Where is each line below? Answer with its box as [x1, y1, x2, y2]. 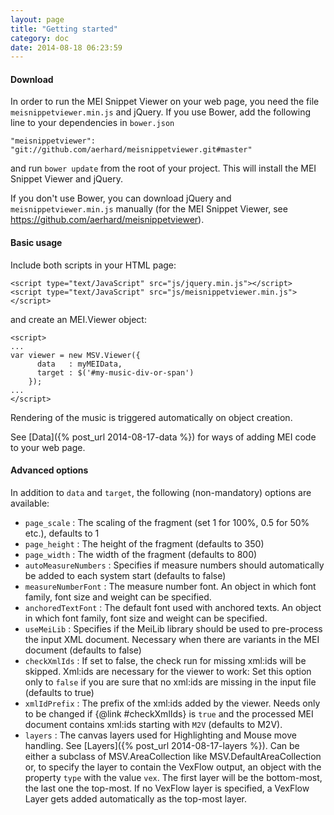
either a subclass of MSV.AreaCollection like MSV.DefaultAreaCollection [24, 750, 322, 762]
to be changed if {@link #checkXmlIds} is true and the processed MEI [24, 707, 314, 720]
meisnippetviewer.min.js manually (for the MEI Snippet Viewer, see [10, 203, 288, 215]
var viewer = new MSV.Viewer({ [10, 350, 141, 360]
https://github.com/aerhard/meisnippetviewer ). [10, 214, 205, 226]
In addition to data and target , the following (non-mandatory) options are [10, 486, 312, 498]
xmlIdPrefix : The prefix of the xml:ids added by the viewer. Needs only [24, 697, 321, 709]
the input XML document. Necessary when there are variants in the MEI [24, 633, 320, 645]
